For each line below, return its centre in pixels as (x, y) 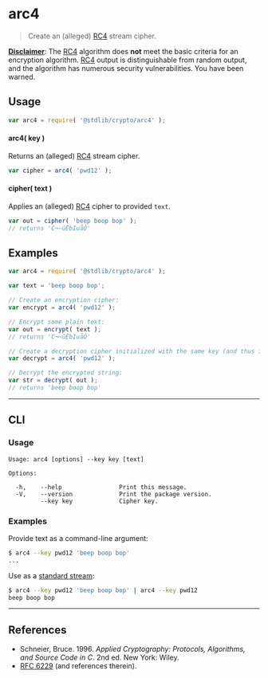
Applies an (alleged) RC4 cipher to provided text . (89, 206)
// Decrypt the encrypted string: (66, 373)
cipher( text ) (30, 189)
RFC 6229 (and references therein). (78, 666)
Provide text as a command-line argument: (79, 538)
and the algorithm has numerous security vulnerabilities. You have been (126, 68)
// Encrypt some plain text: (57, 322)
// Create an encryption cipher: (64, 300)
